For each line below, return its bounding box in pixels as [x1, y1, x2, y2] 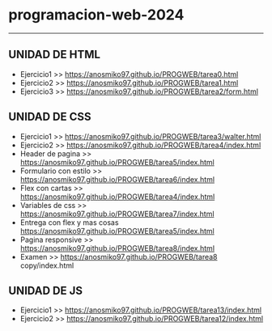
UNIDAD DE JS [8, 283, 83, 297]
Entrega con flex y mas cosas [19, 217, 119, 227]
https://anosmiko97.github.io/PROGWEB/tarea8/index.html [19, 243, 215, 252]
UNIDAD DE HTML [8, 48, 101, 62]
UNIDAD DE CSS [8, 110, 91, 124]
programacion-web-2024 [8, 6, 185, 24]
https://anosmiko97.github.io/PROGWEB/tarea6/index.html [19, 174, 215, 184]
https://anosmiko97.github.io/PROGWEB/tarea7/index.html [19, 209, 215, 219]
